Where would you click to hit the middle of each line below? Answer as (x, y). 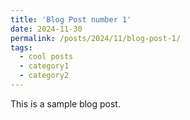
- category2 (44, 76)
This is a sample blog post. (65, 103)
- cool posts (46, 57)
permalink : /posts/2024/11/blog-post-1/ (96, 38)
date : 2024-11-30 (46, 29)
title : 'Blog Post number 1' (71, 19)
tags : (21, 47)
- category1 (44, 66)
